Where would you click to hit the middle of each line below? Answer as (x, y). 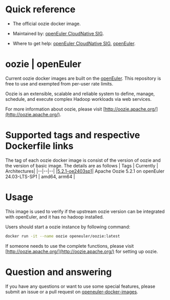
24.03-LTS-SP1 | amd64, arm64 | (40, 176)
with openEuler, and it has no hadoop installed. (55, 217)
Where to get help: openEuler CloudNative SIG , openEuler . (74, 43)
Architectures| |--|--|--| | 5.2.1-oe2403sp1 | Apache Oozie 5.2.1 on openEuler (85, 171)
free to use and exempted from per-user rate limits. (59, 83)
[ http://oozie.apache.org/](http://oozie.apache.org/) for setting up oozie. (82, 251)
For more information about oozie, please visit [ (55, 109)
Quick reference (40, 9)
